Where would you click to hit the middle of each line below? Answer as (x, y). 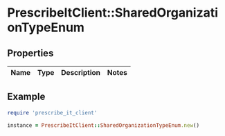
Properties (30, 53)
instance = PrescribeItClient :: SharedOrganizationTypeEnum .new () (103, 125)
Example (26, 97)
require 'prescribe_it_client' (52, 112)
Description (81, 73)
